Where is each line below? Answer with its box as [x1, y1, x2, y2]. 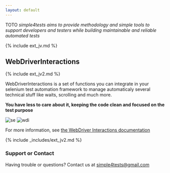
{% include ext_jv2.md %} [5, 71, 61, 77]
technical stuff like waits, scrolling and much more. [5, 92, 112, 98]
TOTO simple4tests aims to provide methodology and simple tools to [5, 22, 150, 28]
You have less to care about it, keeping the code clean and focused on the [5, 102, 165, 108]
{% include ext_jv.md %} [5, 42, 58, 49]
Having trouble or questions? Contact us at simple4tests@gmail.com [5, 161, 150, 167]
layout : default [5, 7, 40, 13]
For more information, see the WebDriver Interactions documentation [5, 127, 151, 133]
